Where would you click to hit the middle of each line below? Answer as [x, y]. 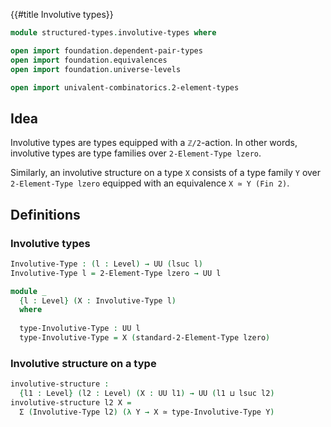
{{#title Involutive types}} [62, 14]
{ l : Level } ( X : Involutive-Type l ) [98, 300]
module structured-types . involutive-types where [113, 33]
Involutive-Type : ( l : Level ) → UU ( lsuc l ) [106, 264]
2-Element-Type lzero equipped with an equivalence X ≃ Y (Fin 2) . [150, 183]
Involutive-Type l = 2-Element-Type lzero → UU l [116, 273]
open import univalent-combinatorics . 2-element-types [125, 87]
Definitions [45, 214]
